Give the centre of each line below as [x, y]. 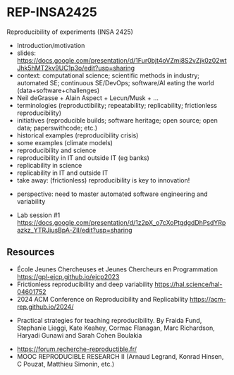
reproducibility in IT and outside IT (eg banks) [83, 158]
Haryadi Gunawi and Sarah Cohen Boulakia [79, 335]
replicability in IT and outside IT [62, 173]
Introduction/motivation [51, 45]
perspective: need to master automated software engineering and [112, 194]
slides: [26, 53]
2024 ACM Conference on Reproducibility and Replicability [102, 299]
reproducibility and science [56, 150]
